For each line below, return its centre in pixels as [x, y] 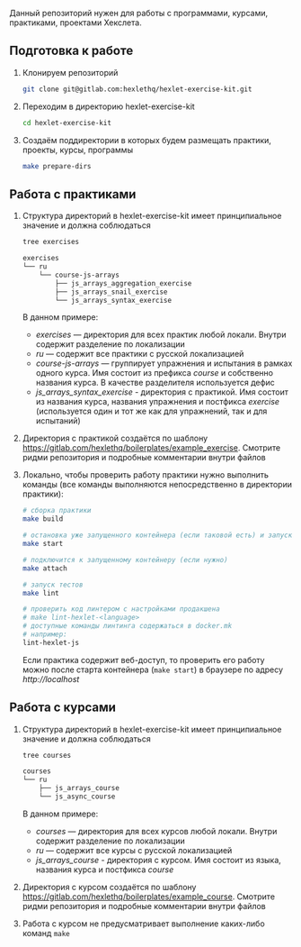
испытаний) [58, 421]
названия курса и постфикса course [105, 870]
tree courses [47, 755]
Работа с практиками [73, 194]
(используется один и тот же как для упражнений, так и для [151, 411]
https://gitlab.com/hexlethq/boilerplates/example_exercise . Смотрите [151, 448]
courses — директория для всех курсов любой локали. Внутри [156, 831]
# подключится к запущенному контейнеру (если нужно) [125, 560]
